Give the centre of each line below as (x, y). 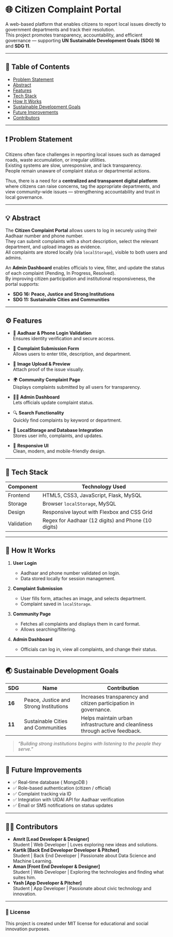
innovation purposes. (28, 929)
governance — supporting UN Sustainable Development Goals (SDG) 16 (83, 40)
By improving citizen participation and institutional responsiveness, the (80, 279)
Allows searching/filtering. (48, 629)
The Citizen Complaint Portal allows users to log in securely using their (81, 231)
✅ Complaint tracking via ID (42, 794)
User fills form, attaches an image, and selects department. (83, 598)
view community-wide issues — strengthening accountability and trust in (83, 192)
